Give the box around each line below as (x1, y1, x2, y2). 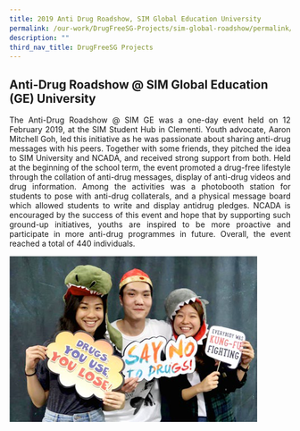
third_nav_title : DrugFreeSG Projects (9, 43, 154, 52)
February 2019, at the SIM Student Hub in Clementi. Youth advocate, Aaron (9, 124, 291, 135)
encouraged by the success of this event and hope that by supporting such (9, 210, 291, 221)
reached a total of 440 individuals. (9, 238, 136, 249)
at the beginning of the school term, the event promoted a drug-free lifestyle (9, 162, 291, 173)
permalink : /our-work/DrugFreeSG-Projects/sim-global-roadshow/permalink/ (9, 23, 294, 33)
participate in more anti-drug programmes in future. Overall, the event (9, 229, 291, 240)
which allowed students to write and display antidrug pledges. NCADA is (9, 200, 291, 211)
